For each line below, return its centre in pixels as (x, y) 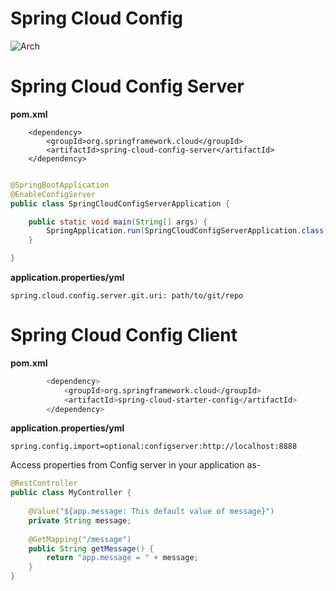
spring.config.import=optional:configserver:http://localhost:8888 (154, 447)
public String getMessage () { (91, 548)
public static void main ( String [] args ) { (118, 222)
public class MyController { (71, 493)
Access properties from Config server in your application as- (136, 465)
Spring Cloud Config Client (124, 335)
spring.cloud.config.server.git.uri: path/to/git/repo (127, 296)
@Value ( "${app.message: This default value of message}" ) (151, 512)
